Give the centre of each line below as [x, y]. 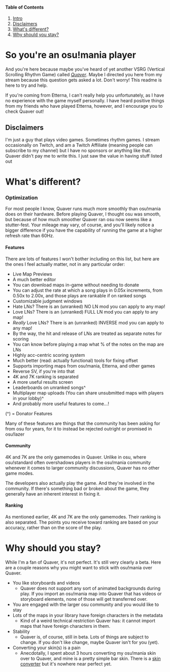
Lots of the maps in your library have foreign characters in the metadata [88, 615]
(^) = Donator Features [29, 413]
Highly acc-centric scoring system [49, 355]
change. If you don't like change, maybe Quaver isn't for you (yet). [90, 642]
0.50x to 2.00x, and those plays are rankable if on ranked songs [79, 295]
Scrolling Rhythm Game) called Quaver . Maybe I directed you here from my [84, 75]
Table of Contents [25, 7]
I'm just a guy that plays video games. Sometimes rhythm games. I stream [82, 139]
